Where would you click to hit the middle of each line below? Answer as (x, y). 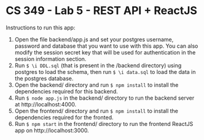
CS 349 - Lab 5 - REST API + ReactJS (102, 11)
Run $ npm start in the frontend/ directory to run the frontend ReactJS (104, 123)
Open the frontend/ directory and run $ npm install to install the (96, 111)
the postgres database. (44, 78)
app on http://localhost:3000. (52, 130)
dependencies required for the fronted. (64, 117)
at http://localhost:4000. (45, 104)
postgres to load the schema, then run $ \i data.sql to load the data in (105, 72)
